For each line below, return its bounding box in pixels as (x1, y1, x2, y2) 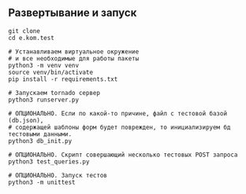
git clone (8, 27, 41, 35)
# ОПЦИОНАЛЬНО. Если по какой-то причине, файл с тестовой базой (8, 109, 227, 117)
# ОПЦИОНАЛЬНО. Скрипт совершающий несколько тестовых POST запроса (8, 151, 238, 159)
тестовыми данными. (8, 130, 73, 138)
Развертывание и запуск (8, 6, 137, 20)
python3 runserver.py (8, 96, 80, 104)
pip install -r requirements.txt (8, 75, 118, 83)
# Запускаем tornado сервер (8, 89, 101, 97)
